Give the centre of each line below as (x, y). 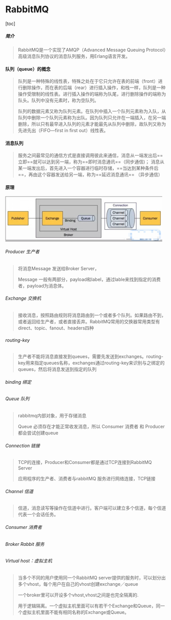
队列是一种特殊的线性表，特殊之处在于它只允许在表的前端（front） (88, 81)
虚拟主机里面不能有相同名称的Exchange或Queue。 (76, 612)
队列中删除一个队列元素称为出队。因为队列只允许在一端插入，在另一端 (92, 118)
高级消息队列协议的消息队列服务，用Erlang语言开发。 (74, 56)
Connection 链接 (23, 446)
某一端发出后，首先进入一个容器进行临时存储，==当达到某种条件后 (88, 168)
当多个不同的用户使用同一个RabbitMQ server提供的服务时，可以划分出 (92, 578)
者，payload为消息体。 (42, 285)
